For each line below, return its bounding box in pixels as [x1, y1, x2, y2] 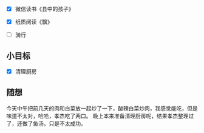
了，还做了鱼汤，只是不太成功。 [6, 120, 86, 127]
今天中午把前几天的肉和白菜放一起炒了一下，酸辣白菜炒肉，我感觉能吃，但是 [6, 104, 198, 112]
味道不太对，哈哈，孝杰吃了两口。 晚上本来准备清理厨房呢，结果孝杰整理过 [6, 112, 194, 120]
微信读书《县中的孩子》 [15, 5, 74, 12]
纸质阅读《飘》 [15, 18, 53, 26]
